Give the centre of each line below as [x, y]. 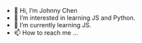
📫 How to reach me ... [46, 33]
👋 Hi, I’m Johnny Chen [45, 11]
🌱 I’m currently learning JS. [52, 25]
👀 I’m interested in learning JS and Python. [74, 18]
